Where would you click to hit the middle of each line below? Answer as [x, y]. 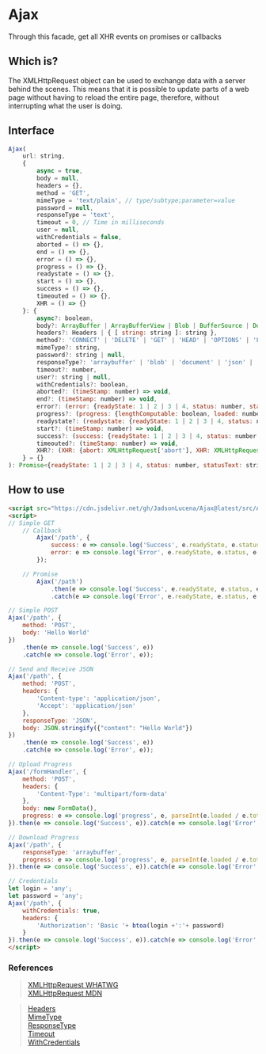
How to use [36, 490]
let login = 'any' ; [40, 888]
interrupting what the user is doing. [65, 105]
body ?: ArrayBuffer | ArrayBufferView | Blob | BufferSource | [143, 325]
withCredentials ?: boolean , [83, 384]
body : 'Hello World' [56, 633]
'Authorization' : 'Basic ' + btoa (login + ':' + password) [131, 925]
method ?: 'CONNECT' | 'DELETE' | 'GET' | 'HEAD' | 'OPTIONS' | [143, 341]
